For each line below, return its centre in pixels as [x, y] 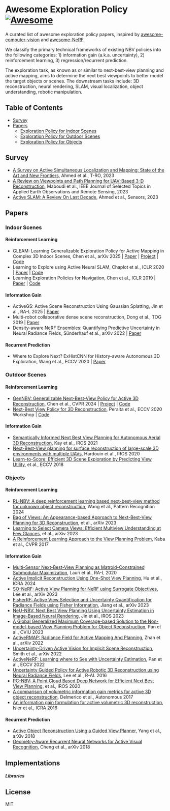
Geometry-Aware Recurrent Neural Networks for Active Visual [77, 742]
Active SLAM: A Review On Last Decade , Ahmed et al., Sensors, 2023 [85, 197]
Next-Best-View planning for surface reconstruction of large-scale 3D [86, 448]
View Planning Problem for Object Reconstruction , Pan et [101, 627]
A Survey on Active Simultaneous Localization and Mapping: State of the [89, 170]
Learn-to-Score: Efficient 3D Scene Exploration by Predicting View [82, 459]
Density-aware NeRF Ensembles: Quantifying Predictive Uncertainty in [86, 328]
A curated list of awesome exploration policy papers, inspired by [73, 34]
